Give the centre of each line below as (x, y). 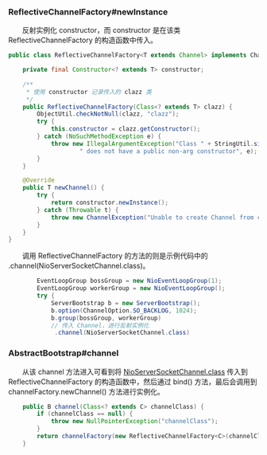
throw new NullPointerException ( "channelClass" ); (134, 422)
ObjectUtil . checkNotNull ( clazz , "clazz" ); (108, 114)
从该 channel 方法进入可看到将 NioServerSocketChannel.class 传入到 (135, 371)
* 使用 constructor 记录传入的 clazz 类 (89, 92)
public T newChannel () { (64, 188)
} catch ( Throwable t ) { (78, 210)
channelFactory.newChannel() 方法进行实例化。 (86, 391)
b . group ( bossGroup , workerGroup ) (106, 318)
